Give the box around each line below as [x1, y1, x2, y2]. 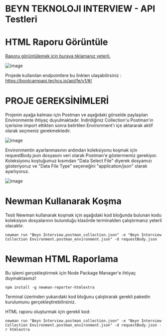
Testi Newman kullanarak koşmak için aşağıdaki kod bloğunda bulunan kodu [5, 212, 162, 218]
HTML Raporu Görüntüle [5, 36, 108, 48]
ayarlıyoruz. [5, 168, 29, 174]
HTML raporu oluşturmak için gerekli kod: [5, 308, 91, 314]
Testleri [5, 13, 37, 25]
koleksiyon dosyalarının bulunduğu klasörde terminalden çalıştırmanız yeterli [5, 217, 162, 223]
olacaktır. [5, 223, 24, 228]
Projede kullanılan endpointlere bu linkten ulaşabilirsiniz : [5, 72, 122, 78]
